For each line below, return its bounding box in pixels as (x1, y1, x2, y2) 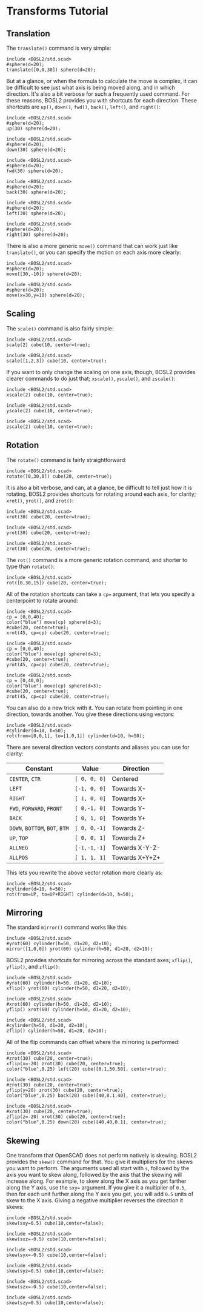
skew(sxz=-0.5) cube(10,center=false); (6, 1236, 107, 1242)
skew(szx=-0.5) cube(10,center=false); (6, 1284, 107, 1290)
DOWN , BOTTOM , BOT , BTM (9, 823, 69, 832)
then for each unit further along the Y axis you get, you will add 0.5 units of (6, 1190, 194, 1198)
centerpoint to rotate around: (6, 597, 79, 604)
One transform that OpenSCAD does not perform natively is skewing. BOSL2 (6, 1152, 198, 1159)
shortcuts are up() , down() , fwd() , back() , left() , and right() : (6, 103, 161, 110)
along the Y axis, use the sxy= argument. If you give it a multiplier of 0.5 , (6, 1184, 186, 1191)
